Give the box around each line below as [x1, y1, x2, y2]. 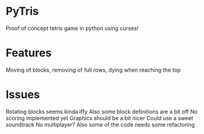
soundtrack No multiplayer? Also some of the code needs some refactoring [5, 121, 195, 128]
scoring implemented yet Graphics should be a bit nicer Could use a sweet [5, 114, 194, 122]
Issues [5, 87, 40, 102]
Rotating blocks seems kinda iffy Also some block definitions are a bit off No [5, 108, 198, 115]
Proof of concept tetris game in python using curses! [5, 24, 139, 32]
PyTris [5, 4, 39, 18]
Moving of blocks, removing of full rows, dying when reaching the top [5, 66, 181, 73]
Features [5, 46, 52, 60]
